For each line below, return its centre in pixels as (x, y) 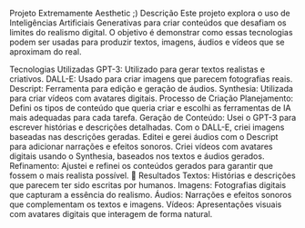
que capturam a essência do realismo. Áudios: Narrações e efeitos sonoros (151, 195)
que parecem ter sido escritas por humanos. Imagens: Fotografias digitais (148, 185)
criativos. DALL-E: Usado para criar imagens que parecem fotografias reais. (151, 79)
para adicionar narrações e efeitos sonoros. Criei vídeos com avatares (141, 146)
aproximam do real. (46, 52)
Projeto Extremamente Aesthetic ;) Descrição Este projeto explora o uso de (150, 13)
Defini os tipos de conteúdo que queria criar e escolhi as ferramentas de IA (150, 108)
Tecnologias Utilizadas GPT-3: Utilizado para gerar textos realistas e (137, 69)
